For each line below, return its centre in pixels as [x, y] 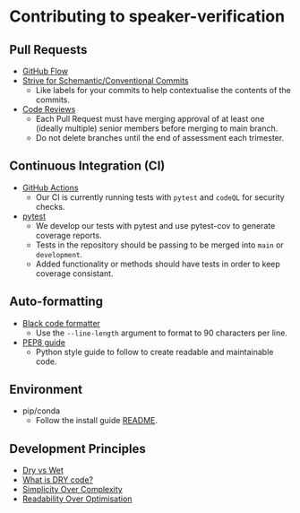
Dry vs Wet [43, 470]
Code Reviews [49, 109]
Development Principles [77, 449]
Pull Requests [48, 50]
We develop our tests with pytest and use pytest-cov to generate [155, 225]
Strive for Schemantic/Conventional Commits [105, 81]
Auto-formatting [56, 302]
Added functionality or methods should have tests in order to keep [158, 264]
